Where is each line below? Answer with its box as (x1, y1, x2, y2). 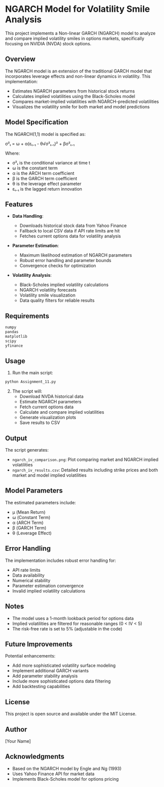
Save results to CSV (19, 420, 60, 426)
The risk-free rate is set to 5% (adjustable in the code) (12, 625, 123, 631)
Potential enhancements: (5, 653, 56, 659)
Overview (5, 55, 36, 64)
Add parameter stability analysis (12, 673, 78, 679)
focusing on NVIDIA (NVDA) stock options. (5, 40, 92, 46)
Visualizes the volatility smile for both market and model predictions (12, 103, 150, 109)
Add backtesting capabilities (12, 684, 70, 689)
